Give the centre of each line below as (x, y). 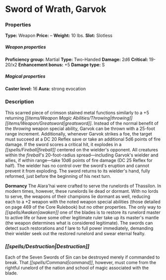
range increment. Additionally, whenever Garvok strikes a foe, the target (79, 134)
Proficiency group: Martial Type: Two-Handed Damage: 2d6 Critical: (77, 60)
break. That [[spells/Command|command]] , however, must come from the (81, 263)
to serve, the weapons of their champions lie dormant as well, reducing (78, 196)
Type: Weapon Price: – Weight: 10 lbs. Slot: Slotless (59, 35)
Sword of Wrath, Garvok (56, 9)
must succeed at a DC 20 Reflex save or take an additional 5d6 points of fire (83, 139)
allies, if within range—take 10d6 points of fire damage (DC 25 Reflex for (79, 160)
